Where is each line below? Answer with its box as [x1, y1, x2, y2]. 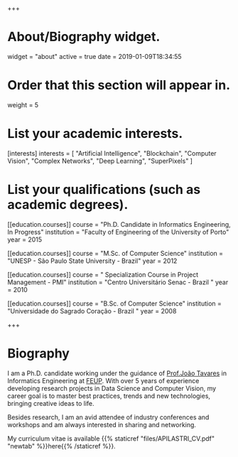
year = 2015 [7, 235, 43, 244]
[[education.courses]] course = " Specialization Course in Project [7, 270, 199, 279]
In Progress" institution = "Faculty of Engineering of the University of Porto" [7, 227, 229, 236]
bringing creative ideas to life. [7, 399, 94, 407]
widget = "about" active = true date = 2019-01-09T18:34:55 [7, 52, 183, 60]
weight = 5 [7, 100, 39, 109]
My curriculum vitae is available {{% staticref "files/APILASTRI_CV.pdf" [7, 434, 215, 443]
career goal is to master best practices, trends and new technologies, [7, 392, 211, 400]
